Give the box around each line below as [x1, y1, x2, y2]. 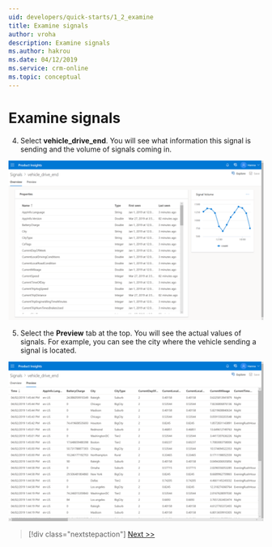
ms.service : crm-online [8, 65, 89, 73]
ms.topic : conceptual [8, 73, 82, 81]
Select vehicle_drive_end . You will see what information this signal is [19, 135, 251, 145]
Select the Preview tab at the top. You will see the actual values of [19, 328, 241, 338]
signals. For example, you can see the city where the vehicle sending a [19, 336, 257, 346]
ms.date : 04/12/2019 [8, 56, 79, 64]
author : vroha [8, 30, 57, 38]
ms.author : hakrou [8, 47, 70, 56]
